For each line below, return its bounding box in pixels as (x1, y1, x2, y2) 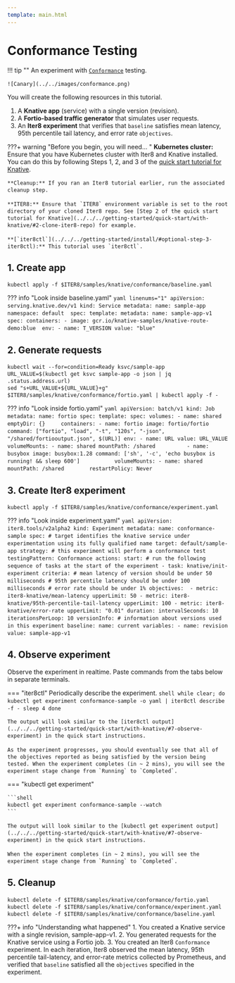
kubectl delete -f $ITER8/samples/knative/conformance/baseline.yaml (7, 910, 216, 918)
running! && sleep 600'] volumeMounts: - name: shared (7, 458, 203, 465)
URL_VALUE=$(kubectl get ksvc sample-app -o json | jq (7, 370, 172, 378)
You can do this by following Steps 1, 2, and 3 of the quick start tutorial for (7, 157, 222, 165)
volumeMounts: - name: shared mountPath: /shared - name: (7, 443, 210, 450)
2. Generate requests (7, 344, 102, 356)
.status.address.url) (7, 377, 71, 385)
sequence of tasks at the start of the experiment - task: (7, 563, 184, 570)
